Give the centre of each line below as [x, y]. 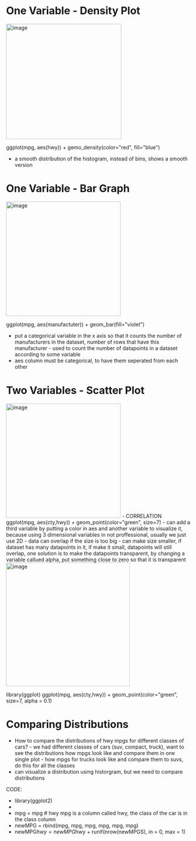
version [24, 164]
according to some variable [47, 354]
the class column [35, 819]
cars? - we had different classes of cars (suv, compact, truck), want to [99, 747]
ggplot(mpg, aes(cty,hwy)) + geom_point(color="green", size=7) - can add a [98, 522]
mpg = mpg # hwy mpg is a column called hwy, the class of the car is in [101, 813]
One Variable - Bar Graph [68, 189]
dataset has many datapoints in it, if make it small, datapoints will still [89, 547]
